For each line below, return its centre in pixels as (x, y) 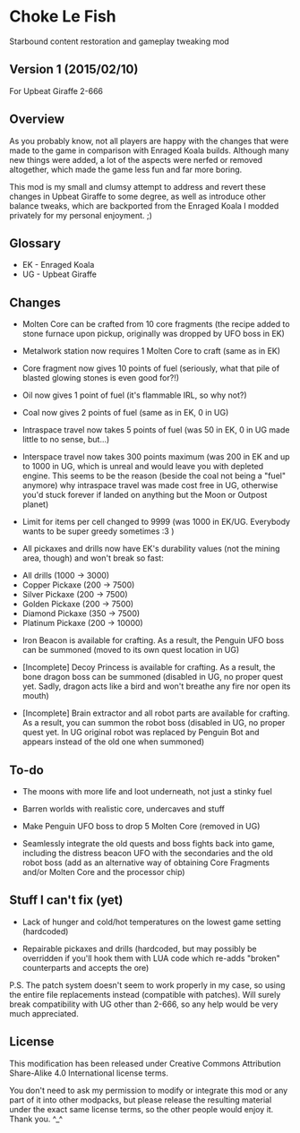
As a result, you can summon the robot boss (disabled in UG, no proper (154, 723)
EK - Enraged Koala (58, 265)
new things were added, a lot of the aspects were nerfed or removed (136, 159)
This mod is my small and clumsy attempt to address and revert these (137, 186)
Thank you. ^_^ (36, 1119)
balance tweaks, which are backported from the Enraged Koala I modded (144, 206)
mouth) (35, 696)
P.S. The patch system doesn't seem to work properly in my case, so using (147, 985)
